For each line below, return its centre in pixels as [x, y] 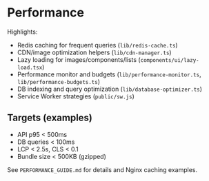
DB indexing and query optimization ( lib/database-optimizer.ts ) [109, 89]
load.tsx [30, 67]
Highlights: [22, 32]
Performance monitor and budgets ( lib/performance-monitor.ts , [109, 74]
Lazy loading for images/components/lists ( [79, 59]
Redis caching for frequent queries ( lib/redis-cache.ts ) [97, 45]
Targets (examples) [50, 118]
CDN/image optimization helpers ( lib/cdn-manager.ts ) [94, 52]
